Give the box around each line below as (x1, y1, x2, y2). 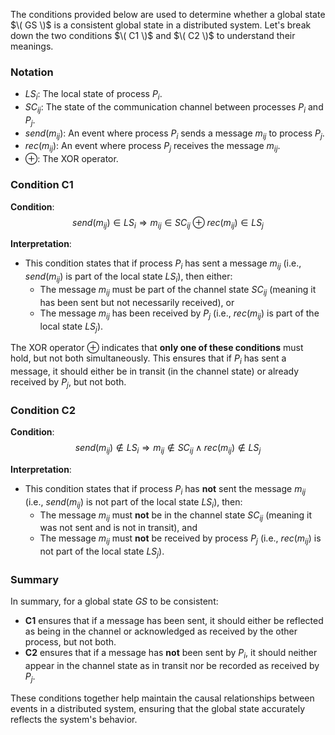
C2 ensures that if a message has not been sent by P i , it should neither (24, 647, 318, 661)
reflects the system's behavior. (10, 713, 138, 725)
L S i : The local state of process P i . (24, 88, 163, 103)
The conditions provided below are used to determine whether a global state (10, 9, 326, 20)
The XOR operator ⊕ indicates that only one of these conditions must (10, 342, 304, 354)
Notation (10, 65, 54, 79)
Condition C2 (10, 403, 76, 417)
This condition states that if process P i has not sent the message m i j (24, 483, 307, 497)
